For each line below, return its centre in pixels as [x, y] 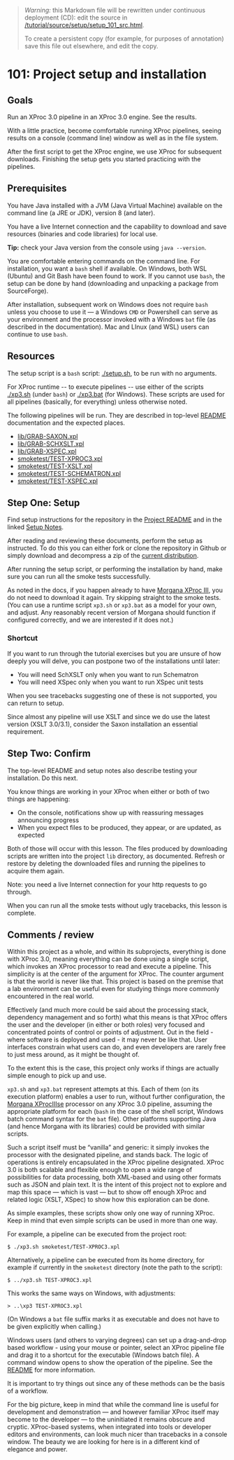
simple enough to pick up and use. [57, 1076]
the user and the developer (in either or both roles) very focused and [106, 1025]
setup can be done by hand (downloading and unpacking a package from [113, 283]
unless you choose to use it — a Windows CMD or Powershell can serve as [113, 312]
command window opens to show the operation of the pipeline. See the [110, 1363]
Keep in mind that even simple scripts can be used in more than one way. [112, 1221]
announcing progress [48, 820]
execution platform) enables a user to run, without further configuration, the [116, 1097]
